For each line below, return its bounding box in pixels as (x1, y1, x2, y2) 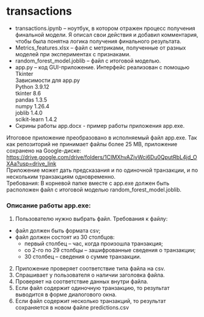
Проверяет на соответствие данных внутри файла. (15, 278, 148, 285)
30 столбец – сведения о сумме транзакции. (24, 253, 142, 261)
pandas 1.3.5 (15, 96, 48, 103)
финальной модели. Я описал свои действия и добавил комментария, (15, 31, 199, 38)
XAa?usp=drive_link (6, 160, 57, 167)
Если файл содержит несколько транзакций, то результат (15, 297, 166, 305)
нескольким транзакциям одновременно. (6, 173, 116, 180)
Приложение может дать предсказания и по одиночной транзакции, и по (6, 166, 199, 174)
